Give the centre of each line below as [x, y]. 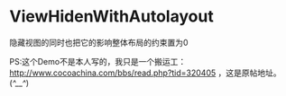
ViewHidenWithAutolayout [111, 17]
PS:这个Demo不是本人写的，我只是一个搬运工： [98, 61]
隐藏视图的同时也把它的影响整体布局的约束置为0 [99, 42]
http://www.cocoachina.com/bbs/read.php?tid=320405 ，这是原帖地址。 [145, 73]
